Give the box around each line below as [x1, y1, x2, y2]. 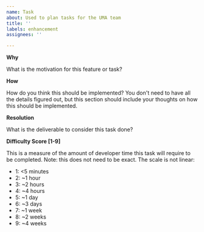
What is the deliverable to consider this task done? [6, 126, 133, 133]
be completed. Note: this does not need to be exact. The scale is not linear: [6, 156, 195, 164]
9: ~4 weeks [15, 220, 47, 227]
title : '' [6, 20, 32, 26]
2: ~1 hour [15, 175, 41, 182]
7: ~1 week [15, 207, 43, 214]
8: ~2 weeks [15, 213, 47, 220]
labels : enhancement [6, 26, 59, 32]
